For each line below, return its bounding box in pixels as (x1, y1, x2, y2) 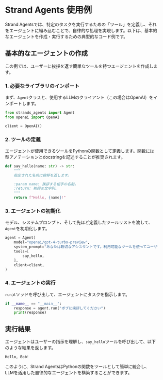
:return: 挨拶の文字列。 (14, 186, 59, 191)
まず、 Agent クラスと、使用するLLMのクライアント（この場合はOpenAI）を (5, 94, 154, 100)
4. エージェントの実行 (5, 279, 56, 286)
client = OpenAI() (5, 124, 42, 128)
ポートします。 (9, 101, 39, 107)
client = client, (14, 262, 45, 268)
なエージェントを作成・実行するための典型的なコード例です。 (5, 34, 128, 39)
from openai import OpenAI (5, 115, 60, 120)
